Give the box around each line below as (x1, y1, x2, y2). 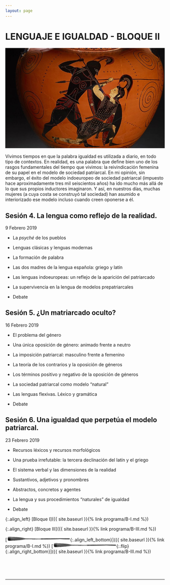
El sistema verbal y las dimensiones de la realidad (12, 466, 116, 473)
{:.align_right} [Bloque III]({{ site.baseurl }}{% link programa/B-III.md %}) (5, 525, 157, 532)
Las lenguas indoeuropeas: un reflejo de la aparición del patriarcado (12, 274, 155, 280)
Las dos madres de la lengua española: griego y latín (12, 265, 123, 270)
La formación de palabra (12, 254, 64, 260)
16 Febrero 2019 (5, 322, 39, 328)
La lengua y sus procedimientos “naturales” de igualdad (12, 496, 130, 502)
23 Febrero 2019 (5, 437, 39, 443)
